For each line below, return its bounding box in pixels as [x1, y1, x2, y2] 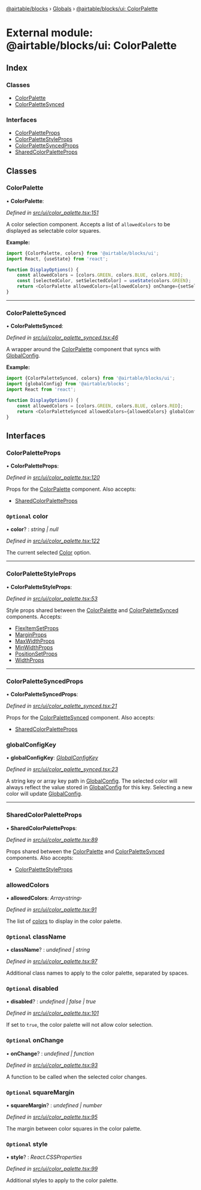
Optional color [6, 512, 48, 521]
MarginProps [14, 631, 47, 638]
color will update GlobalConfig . [6, 790, 83, 798]
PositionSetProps [14, 650, 58, 657]
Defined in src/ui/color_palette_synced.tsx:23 [6, 766, 118, 773]
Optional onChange [6, 1036, 64, 1045]
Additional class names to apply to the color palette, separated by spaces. [6, 969, 189, 977]
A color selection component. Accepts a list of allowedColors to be [6, 220, 170, 227]
